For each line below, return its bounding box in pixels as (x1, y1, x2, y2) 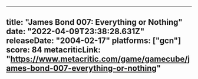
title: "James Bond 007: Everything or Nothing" (6, 17, 183, 27)
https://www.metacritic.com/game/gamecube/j (10, 54, 190, 64)
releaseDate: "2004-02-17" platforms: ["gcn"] (6, 36, 181, 46)
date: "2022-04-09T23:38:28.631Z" (6, 27, 145, 37)
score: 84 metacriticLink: (6, 45, 101, 55)
